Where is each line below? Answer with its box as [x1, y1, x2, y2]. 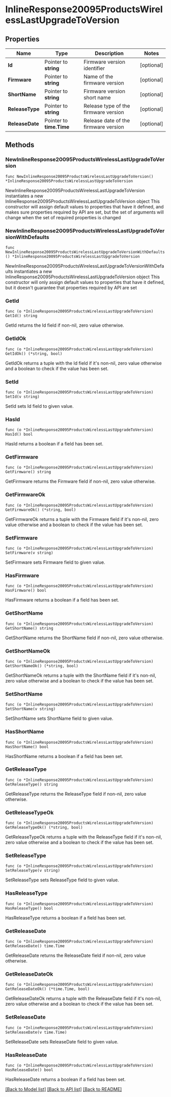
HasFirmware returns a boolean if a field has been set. [5, 597, 120, 603]
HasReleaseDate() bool [5, 1067, 53, 1073]
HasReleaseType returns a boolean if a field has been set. [5, 915, 126, 921]
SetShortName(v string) [5, 707, 56, 712]
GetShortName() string [5, 625, 53, 631]
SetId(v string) [5, 394, 40, 399]
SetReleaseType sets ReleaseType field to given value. [5, 877, 120, 883]
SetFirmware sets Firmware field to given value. [5, 559, 105, 565]
